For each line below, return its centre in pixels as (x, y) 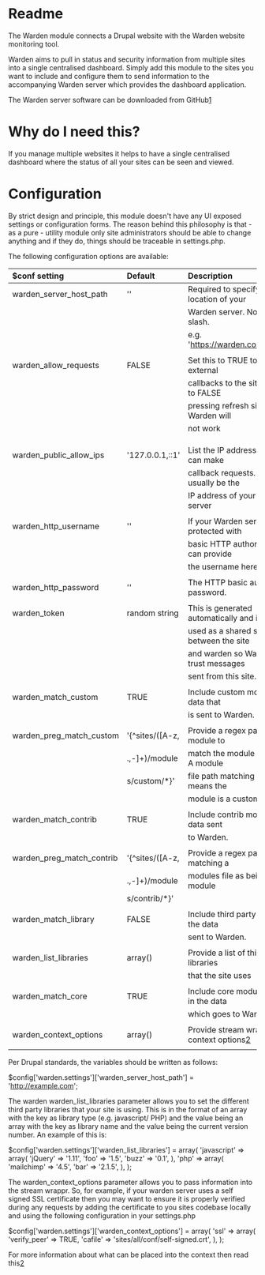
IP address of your (222, 495)
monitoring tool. (34, 43)
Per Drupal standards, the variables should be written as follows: (113, 1062)
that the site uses (220, 975)
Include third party (222, 914)
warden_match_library (53, 919)
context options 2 (219, 1040)
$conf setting (38, 276)
